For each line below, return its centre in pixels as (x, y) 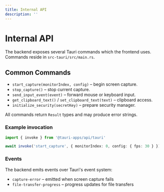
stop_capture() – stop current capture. (51, 90)
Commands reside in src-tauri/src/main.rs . (50, 57)
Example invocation (29, 127)
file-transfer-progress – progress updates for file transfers (73, 184)
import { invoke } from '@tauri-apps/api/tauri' (55, 138)
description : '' (21, 14)
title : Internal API (26, 10)
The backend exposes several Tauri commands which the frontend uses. (78, 52)
